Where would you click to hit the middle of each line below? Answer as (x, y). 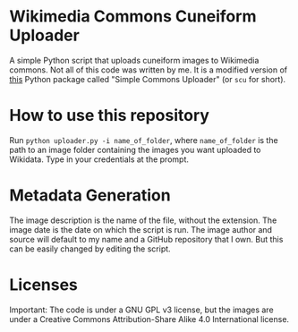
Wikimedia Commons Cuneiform (133, 17)
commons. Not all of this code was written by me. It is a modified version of (149, 70)
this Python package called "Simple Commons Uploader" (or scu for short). (148, 79)
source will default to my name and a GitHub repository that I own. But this (146, 239)
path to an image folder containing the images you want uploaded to (135, 149)
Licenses (44, 285)
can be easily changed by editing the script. (90, 249)
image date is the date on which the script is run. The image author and (141, 229)
